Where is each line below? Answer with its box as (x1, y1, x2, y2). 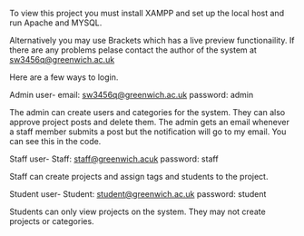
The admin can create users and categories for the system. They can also (9, 107, 286, 117)
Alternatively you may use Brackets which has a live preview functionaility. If (9, 35, 295, 45)
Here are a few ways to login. (9, 72, 119, 83)
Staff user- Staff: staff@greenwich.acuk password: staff (9, 153, 220, 164)
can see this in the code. (9, 136, 102, 146)
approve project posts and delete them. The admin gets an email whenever (9, 117, 290, 127)
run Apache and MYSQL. (9, 17, 103, 28)
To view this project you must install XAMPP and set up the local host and (9, 8, 284, 18)
